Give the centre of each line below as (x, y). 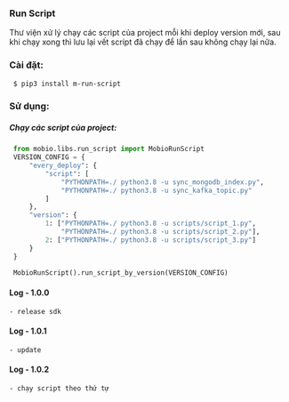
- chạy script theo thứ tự (59, 389)
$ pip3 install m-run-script (67, 84)
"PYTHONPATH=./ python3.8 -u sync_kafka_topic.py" (157, 190)
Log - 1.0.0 (29, 293)
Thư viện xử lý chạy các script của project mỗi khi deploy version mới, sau (145, 33)
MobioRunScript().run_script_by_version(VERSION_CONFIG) (120, 273)
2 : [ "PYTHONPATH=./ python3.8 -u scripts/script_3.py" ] (150, 240)
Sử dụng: (29, 107)
